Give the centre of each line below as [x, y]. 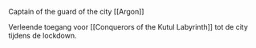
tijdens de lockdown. [43, 36]
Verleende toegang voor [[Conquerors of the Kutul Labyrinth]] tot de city [128, 27]
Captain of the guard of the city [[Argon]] [76, 12]
